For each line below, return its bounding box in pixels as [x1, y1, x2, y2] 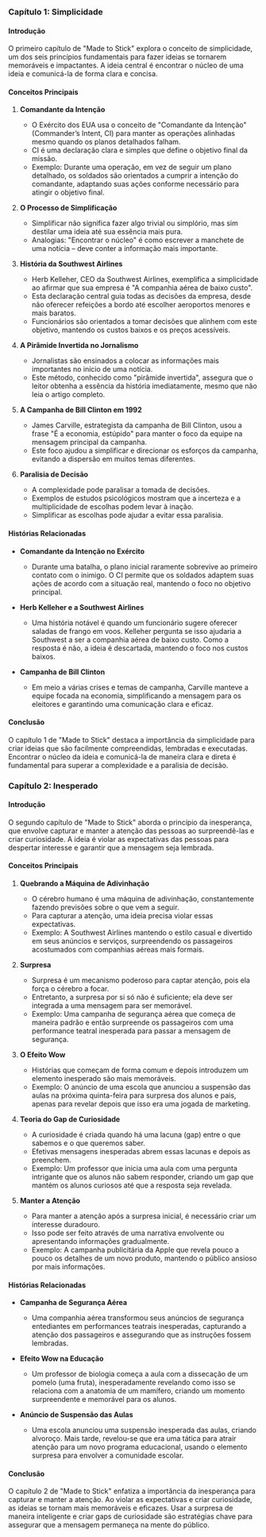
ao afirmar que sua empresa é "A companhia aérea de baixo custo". [31, 283, 253, 292]
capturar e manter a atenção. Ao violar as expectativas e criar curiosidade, [8, 1495, 253, 1504]
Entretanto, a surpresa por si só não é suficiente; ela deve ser [31, 992, 233, 1002]
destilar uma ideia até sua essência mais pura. [31, 227, 183, 237]
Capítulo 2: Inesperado [8, 780, 98, 791]
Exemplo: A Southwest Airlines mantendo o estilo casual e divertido [31, 928, 253, 937]
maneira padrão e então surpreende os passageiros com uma [31, 1018, 234, 1027]
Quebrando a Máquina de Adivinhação [19, 879, 149, 888]
